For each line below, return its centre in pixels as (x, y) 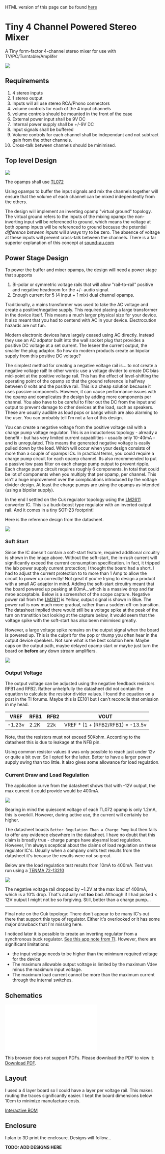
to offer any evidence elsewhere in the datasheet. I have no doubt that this (80, 835)
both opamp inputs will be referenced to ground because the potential (76, 227)
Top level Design (31, 161)
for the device (26, 959)
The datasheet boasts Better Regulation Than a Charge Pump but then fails (81, 830)
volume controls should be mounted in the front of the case (72, 114)
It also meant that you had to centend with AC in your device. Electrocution (81, 320)
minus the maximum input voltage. (47, 969)
